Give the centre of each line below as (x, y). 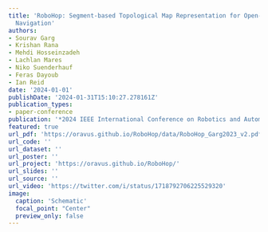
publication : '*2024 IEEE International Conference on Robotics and (124, 120)
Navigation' (35, 23)
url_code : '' (30, 142)
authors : (23, 30)
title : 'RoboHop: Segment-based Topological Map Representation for (124, 16)
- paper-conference (41, 112)
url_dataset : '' (35, 149)
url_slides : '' (33, 171)
